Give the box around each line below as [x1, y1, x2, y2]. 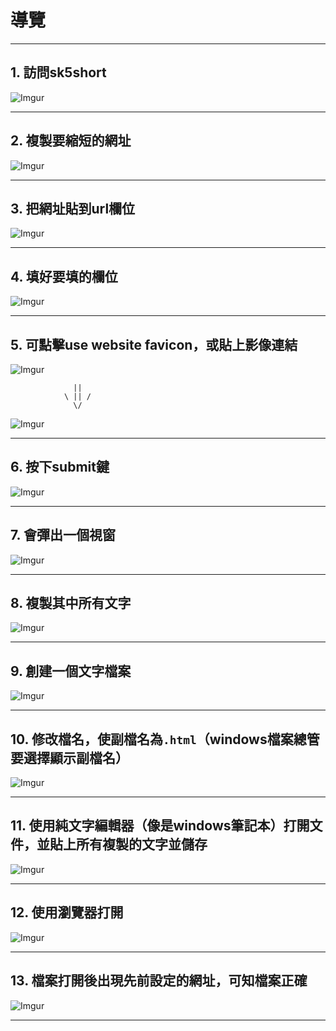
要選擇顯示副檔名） [10, 749, 129, 766]
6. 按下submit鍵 [10, 459, 110, 476]
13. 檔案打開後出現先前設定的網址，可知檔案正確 [10, 972, 308, 990]
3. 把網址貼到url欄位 [10, 200, 136, 217]
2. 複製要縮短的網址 [10, 132, 132, 150]
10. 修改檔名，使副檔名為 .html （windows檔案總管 [10, 731, 320, 748]
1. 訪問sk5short [10, 64, 107, 81]
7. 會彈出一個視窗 [10, 527, 116, 544]
